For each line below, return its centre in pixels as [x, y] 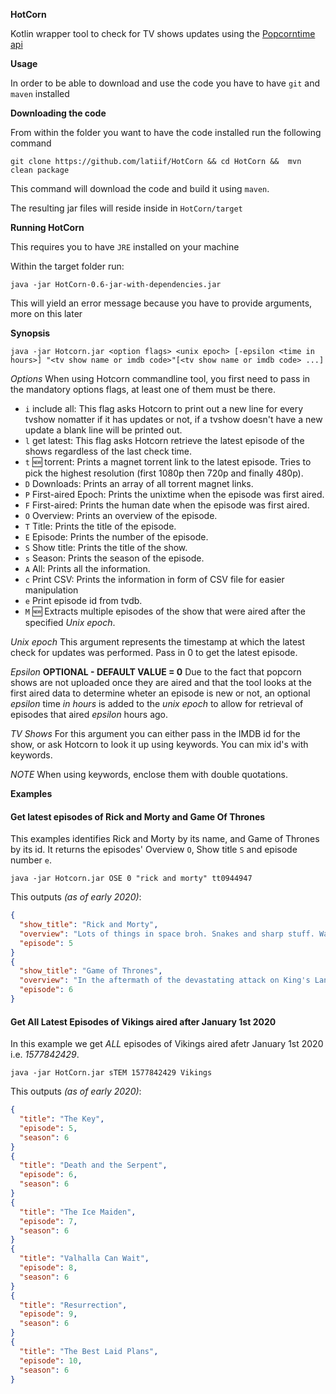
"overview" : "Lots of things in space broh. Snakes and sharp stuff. [167, 934]
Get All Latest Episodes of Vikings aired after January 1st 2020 [143, 1021]
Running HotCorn [47, 227]
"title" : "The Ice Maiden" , [78, 1212]
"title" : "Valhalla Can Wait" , [84, 1259]
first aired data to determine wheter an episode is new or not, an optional [160, 693]
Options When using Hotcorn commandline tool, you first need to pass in [160, 378]
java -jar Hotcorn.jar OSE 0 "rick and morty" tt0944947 [131, 879]
